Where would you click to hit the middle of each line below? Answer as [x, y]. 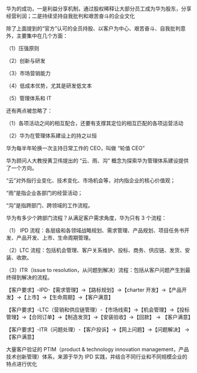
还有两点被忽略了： [29, 111]
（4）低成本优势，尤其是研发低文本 [49, 86]
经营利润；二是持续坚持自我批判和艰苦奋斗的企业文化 [71, 16]
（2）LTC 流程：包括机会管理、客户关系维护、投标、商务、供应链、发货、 [96, 250]
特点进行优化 [21, 364]
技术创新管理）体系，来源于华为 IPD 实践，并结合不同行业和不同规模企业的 [97, 357]
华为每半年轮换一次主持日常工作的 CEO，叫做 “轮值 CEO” [76, 148]
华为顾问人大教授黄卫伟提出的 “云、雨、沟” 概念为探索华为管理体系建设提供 [98, 161]
